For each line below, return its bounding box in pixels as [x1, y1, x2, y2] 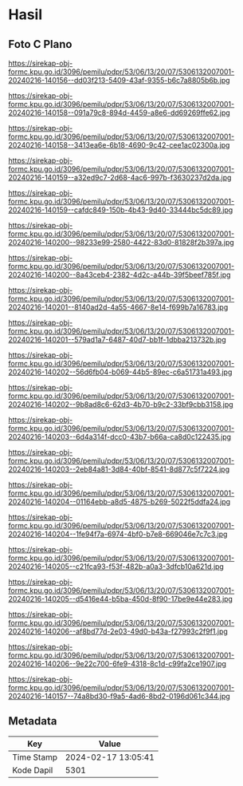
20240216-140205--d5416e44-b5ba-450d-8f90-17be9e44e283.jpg [8, 594, 233, 603]
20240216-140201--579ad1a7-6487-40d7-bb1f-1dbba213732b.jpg [8, 335, 227, 344]
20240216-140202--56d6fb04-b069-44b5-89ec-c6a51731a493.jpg [8, 367, 233, 377]
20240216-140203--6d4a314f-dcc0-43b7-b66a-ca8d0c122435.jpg [8, 432, 232, 441]
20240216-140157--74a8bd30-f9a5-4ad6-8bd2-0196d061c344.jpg [8, 692, 231, 701]
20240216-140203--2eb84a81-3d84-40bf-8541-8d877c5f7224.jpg [8, 464, 230, 474]
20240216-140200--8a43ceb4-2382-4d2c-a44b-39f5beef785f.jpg [8, 270, 231, 279]
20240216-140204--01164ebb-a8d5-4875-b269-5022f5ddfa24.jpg [8, 497, 231, 506]
